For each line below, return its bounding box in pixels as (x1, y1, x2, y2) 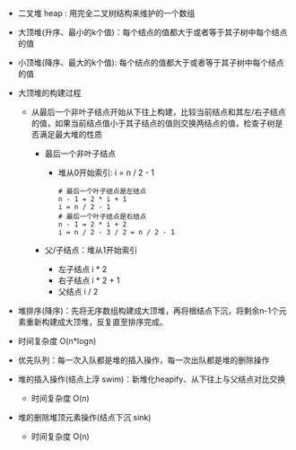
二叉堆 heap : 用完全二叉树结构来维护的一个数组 (17, 8, 196, 18)
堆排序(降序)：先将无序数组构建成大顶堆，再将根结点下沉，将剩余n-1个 (17, 305, 280, 316)
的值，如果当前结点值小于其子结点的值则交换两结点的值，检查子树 (30, 118, 275, 128)
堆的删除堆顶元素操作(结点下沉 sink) (17, 412, 152, 422)
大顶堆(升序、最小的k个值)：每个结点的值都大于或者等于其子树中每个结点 (17, 27, 288, 38)
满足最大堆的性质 (39, 129, 103, 139)
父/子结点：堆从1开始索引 (44, 245, 138, 255)
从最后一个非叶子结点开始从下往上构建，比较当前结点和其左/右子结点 (30, 107, 286, 117)
